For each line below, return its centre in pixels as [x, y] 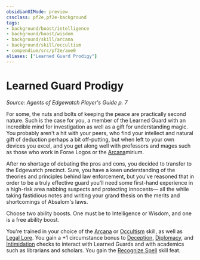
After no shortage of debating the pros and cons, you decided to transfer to [99, 163]
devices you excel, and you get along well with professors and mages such [99, 146]
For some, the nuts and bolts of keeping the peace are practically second [96, 114]
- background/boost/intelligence [48, 28]
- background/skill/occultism [44, 45]
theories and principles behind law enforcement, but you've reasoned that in [100, 176]
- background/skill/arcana [40, 39]
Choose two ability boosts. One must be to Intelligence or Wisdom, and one [99, 213]
